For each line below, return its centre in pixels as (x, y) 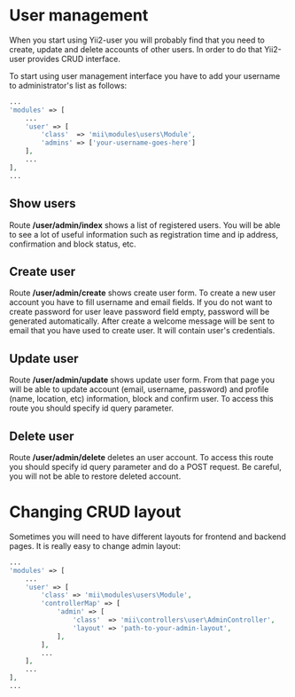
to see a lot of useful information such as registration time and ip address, (144, 234)
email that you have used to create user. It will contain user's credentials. (142, 331)
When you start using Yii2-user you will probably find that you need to (137, 40)
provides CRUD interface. (74, 59)
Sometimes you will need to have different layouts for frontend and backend (147, 536)
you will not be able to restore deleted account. (95, 476)
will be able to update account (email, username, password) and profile (139, 389)
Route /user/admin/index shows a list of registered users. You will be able (145, 225)
